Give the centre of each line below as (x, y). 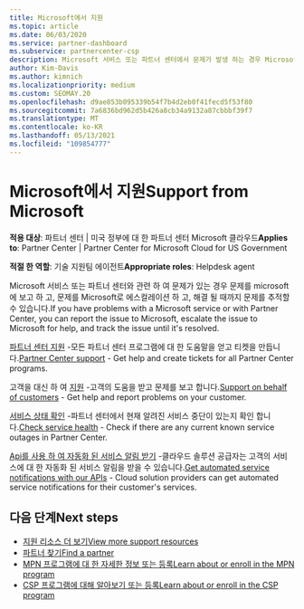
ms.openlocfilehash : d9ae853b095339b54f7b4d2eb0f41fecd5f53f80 (131, 102)
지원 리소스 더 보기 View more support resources (110, 541)
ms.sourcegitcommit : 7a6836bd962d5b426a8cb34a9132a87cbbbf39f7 (131, 110)
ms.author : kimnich (46, 77)
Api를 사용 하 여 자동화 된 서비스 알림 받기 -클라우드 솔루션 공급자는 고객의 (140, 456)
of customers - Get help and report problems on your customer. (128, 397)
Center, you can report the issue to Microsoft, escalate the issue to (133, 319)
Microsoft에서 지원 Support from (129, 191)
